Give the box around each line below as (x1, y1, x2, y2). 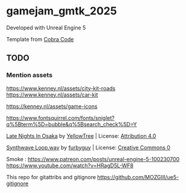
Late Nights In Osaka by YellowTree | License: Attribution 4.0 (6, 132, 157, 139)
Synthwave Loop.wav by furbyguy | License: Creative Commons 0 (6, 144, 170, 151)
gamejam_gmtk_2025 (6, 4, 117, 18)
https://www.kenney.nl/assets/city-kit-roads (6, 85, 116, 92)
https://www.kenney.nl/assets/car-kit (6, 91, 98, 98)
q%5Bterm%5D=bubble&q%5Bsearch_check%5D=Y (6, 120, 137, 128)
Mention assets (6, 71, 53, 79)
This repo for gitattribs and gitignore (6, 173, 96, 180)
